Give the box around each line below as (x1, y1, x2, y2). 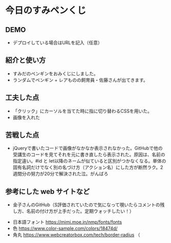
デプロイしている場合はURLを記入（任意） (12, 39, 102, 46)
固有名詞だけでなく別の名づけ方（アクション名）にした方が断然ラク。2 (12, 164, 163, 170)
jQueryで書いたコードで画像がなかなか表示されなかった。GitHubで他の (12, 145, 163, 151)
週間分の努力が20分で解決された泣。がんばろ (12, 171, 109, 177)
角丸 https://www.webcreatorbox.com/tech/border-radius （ (12, 232, 140, 238)
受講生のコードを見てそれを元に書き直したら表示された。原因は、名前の (12, 151, 165, 158)
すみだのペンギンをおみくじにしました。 (12, 70, 98, 77)
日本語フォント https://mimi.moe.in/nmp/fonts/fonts (12, 219, 122, 225)
